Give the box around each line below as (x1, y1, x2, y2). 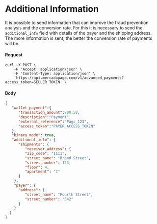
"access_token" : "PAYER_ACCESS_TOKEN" (18, 124, 96, 128)
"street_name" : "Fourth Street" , (25, 192, 93, 197)
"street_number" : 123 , (25, 160, 71, 165)
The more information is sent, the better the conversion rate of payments (5, 35, 153, 41)
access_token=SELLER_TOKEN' (5, 80, 63, 85)
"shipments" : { (18, 142, 50, 147)
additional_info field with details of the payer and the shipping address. (5, 30, 152, 36)
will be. (5, 40, 20, 46)
